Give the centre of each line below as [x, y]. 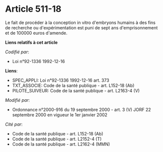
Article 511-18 [33, 9]
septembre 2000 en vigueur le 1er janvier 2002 [60, 115]
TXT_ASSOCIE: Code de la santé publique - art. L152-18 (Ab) [73, 85]
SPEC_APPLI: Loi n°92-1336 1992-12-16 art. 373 [61, 80]
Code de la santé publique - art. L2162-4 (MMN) [61, 144]
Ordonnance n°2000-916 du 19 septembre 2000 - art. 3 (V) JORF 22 [81, 109]
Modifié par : [18, 100]
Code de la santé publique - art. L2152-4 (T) [57, 139]
